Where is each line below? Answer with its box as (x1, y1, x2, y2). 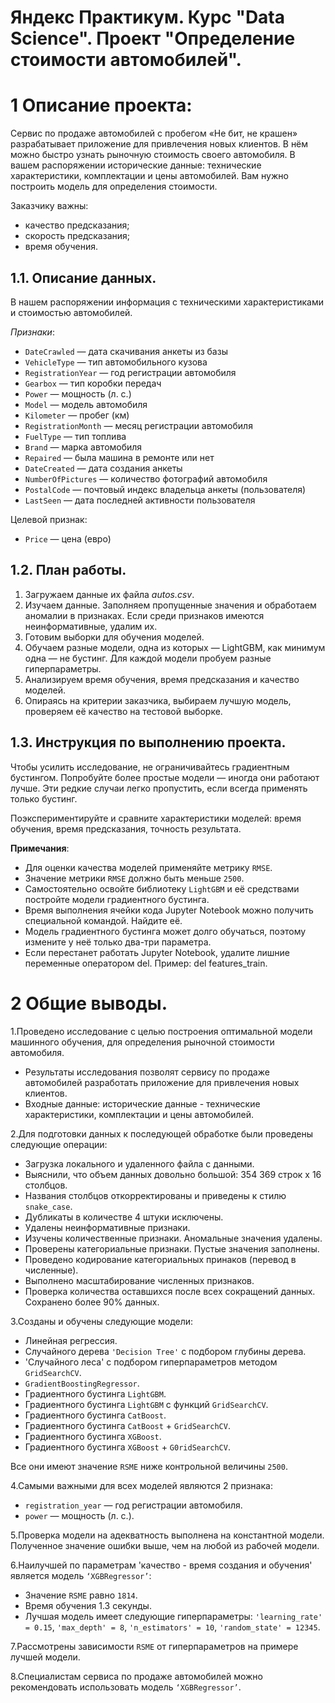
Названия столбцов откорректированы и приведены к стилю (24, 1189, 287, 1201)
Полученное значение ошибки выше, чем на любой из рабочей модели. (10, 1539, 320, 1551)
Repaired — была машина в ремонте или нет (24, 451, 215, 463)
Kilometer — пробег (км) (24, 409, 130, 421)
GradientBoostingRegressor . (24, 1377, 140, 1389)
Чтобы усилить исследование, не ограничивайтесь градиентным (10, 761, 290, 773)
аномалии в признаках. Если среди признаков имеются (24, 609, 265, 621)
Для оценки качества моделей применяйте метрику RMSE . (24, 861, 273, 873)
